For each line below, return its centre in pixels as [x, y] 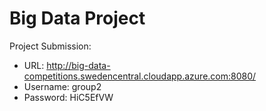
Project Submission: [50, 46]
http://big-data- [78, 65]
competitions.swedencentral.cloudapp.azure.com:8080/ [140, 76]
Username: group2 [62, 86]
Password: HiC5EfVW [68, 97]
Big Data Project [77, 18]
